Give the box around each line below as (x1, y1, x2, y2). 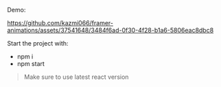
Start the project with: (7, 39, 69, 47)
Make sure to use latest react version (23, 73, 129, 81)
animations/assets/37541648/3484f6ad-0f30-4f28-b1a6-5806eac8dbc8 (7, 27, 214, 34)
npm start (16, 60, 45, 67)
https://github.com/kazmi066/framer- (7, 19, 114, 27)
